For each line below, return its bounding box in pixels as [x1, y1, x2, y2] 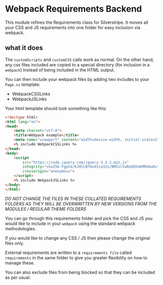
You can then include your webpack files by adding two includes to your [5, 76, 149, 82]
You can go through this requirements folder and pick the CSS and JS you [5, 215, 153, 221]
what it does [5, 44, 43, 52]
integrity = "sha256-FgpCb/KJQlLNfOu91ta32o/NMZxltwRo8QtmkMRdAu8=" [22, 164, 160, 169]
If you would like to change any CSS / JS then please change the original [5, 235, 150, 241]
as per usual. [5, 274, 31, 280]
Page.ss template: [5, 81, 40, 87]
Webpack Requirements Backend [5, 3, 142, 15]
